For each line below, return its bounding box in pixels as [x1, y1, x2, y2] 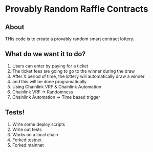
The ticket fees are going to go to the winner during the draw [12, 68, 135, 74]
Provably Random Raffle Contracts [5, 3, 148, 15]
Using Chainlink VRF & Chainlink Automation [12, 84, 102, 89]
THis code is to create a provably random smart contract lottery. [5, 36, 134, 42]
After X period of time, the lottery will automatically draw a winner [12, 73, 145, 79]
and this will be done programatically [12, 78, 87, 84]
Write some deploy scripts [12, 121, 65, 127]
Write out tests [12, 126, 42, 132]
